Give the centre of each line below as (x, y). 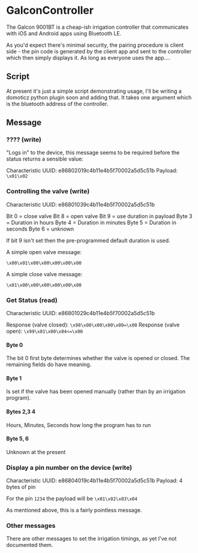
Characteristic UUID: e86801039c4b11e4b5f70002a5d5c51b (80, 204)
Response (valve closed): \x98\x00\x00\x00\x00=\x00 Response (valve (93, 325)
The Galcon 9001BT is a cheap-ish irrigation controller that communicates (97, 27)
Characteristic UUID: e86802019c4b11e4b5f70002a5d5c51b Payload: (92, 171)
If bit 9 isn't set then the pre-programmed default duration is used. (88, 240)
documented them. (30, 545)
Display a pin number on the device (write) (69, 467)
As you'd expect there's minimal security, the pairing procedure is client (95, 45)
